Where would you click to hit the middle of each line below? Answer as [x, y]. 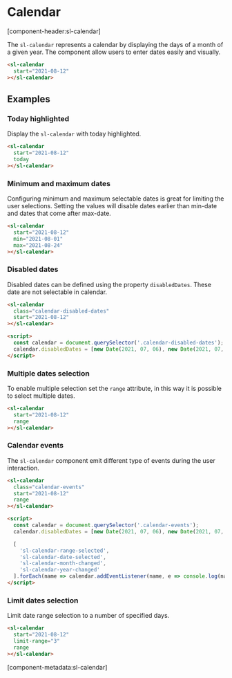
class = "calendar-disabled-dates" [61, 311]
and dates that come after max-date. [59, 213]
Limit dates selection [43, 601]
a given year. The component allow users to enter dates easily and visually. [114, 52]
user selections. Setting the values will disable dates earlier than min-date [112, 206]
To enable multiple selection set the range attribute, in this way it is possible [115, 389]
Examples [29, 99]
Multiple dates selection [48, 373]
